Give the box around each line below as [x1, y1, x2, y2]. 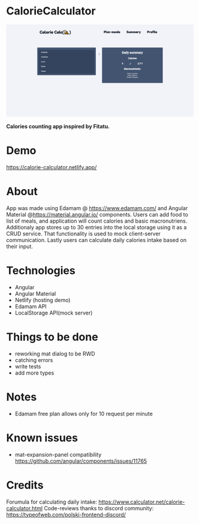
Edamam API [14, 303, 47, 310]
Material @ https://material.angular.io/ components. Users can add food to [6, 211, 189, 218]
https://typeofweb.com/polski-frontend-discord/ [6, 511, 126, 518]
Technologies [6, 264, 76, 277]
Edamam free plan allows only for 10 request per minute [14, 410, 153, 417]
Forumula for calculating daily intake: [6, 498, 98, 505]
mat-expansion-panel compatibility [14, 451, 102, 458]
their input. [6, 242, 33, 250]
